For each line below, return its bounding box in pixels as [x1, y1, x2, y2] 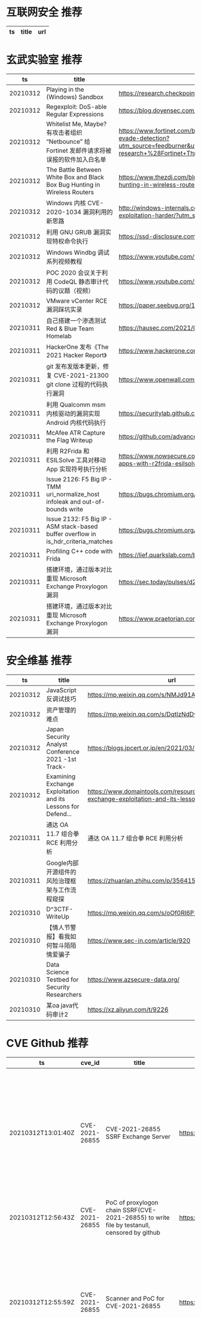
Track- [46, 762, 66, 771]
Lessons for [46, 802, 80, 810]
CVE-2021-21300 [53, 371, 109, 380]
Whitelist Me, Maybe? [46, 119, 107, 128]
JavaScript [46, 686, 77, 694]
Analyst [46, 740, 68, 748]
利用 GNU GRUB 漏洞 [46, 228, 106, 236]
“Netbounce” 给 [46, 137, 91, 146]
